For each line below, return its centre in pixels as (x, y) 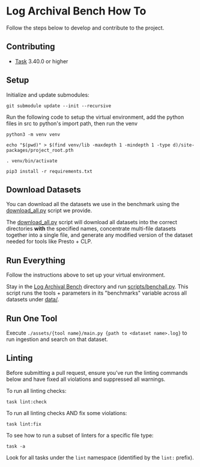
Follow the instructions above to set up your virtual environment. (86, 275)
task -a (16, 446)
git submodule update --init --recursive (59, 106)
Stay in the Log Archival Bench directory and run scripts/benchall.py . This (97, 287)
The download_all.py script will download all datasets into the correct (92, 222)
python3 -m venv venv (33, 134)
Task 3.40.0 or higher (41, 61)
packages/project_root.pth (40, 150)
